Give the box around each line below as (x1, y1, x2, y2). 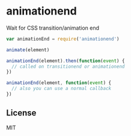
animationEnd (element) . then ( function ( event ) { (6, 57, 125, 64)
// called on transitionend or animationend (11, 63, 125, 70)
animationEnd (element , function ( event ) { (6, 80, 112, 86)
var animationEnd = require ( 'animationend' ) (6, 36, 120, 42)
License (6, 108, 37, 118)
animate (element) (6, 47, 50, 53)
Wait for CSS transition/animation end (6, 24, 100, 31)
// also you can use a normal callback (11, 86, 112, 92)
